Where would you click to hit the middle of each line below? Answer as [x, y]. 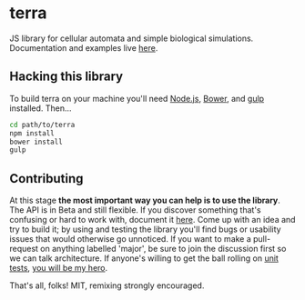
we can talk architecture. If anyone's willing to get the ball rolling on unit [144, 258]
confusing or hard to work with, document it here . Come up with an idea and [152, 220]
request [24, 249]
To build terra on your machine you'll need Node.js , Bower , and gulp [137, 98]
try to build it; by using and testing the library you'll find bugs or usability [145, 229]
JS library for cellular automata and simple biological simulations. [132, 38]
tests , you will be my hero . [59, 268]
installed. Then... [41, 108]
